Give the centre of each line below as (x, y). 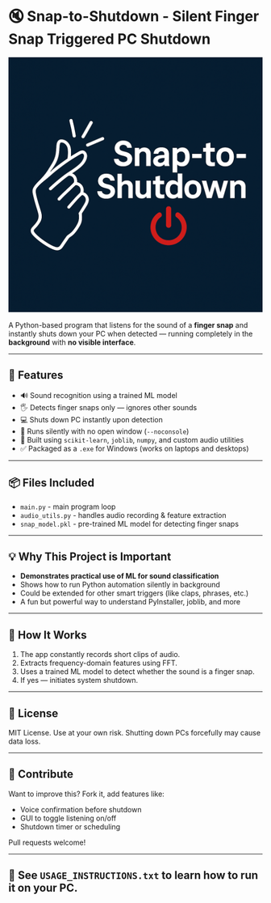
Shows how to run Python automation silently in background (120, 585)
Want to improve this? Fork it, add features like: (87, 794)
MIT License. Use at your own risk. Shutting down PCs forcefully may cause (134, 733)
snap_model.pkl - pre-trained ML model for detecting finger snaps (129, 524)
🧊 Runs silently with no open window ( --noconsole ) (104, 431)
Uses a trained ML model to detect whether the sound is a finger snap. (138, 672)
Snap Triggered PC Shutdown (110, 39)
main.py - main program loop (68, 507)
